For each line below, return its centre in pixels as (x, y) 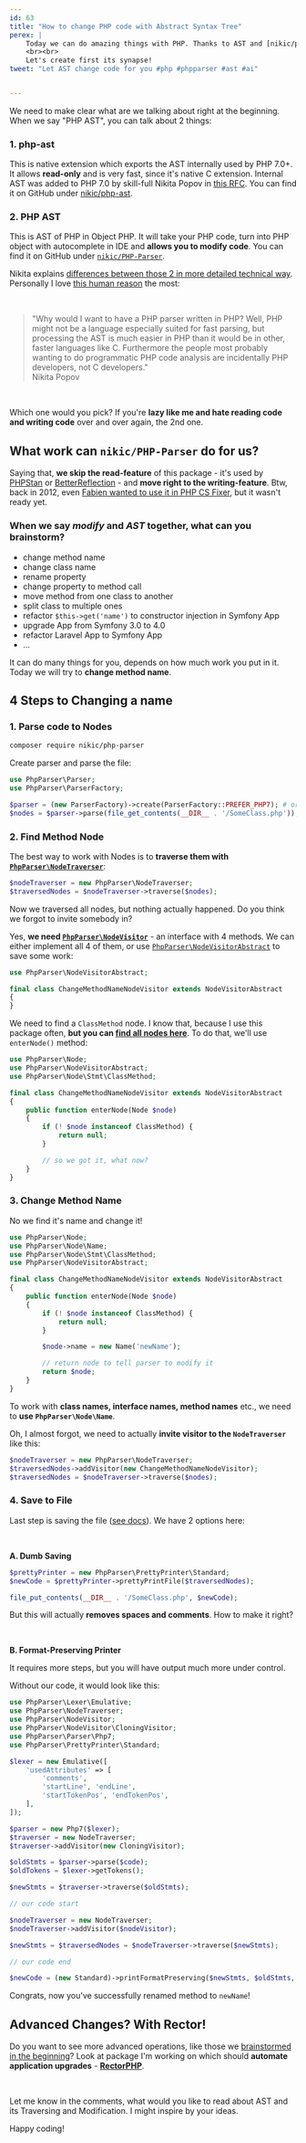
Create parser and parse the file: (71, 763)
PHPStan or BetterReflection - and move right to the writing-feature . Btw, (149, 483)
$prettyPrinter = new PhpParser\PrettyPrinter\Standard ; (120, 1572)
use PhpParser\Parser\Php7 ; (63, 1737)
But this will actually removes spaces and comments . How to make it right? (152, 1615)
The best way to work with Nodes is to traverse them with (119, 856)
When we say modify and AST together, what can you (131, 526)
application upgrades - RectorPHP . (77, 2066)
